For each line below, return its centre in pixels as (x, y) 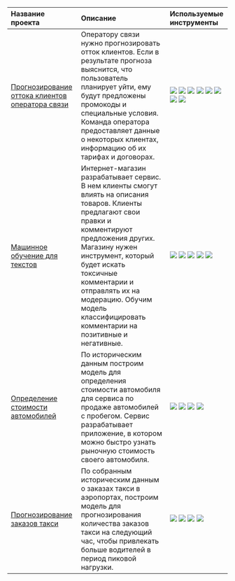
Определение (34, 398)
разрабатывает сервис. (121, 177)
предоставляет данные (120, 131)
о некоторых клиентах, (120, 139)
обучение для (34, 256)
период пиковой (108, 558)
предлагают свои (111, 212)
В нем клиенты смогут (119, 186)
